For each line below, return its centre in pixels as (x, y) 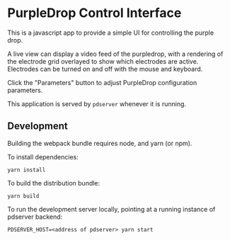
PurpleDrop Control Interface (94, 13)
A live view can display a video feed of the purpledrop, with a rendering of (115, 54)
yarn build (23, 196)
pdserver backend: (35, 217)
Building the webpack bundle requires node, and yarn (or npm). (100, 143)
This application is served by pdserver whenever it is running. (97, 103)
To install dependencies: (43, 156)
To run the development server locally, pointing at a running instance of (111, 209)
